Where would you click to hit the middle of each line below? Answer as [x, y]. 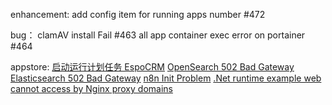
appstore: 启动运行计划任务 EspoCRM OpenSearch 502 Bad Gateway [152, 67]
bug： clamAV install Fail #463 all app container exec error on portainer [158, 35]
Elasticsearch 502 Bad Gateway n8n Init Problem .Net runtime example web [166, 78]
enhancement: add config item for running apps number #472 [138, 14]
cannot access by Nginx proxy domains [91, 88]
